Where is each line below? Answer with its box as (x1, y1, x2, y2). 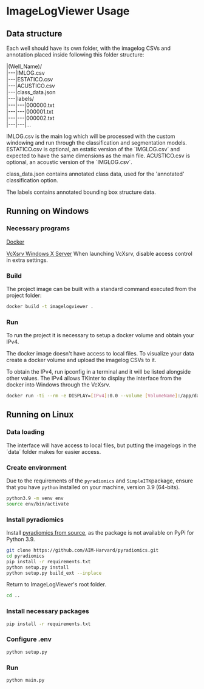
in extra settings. (6, 256, 49, 264)
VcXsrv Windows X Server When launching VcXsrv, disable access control (6, 250, 192, 257)
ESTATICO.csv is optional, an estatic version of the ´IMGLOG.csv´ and (6, 146, 180, 153)
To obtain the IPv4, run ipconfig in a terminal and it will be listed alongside (6, 368, 191, 375)
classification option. (6, 177, 59, 183)
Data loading (6, 428, 45, 436)
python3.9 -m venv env (6, 495, 64, 502)
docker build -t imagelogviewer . (6, 303, 94, 309)
